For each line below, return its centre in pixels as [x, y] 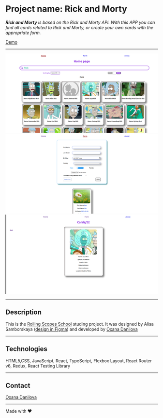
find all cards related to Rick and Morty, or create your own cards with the [80, 27]
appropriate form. [23, 33]
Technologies [27, 349]
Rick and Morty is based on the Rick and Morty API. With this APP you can [80, 22]
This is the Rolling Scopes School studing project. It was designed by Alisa [80, 324]
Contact [18, 385]
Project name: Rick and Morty [66, 9]
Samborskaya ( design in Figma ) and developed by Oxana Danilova [72, 329]
